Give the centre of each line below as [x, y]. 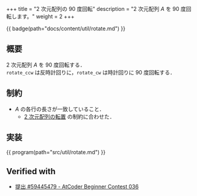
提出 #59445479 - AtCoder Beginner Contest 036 [77, 187]
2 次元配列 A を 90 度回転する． [46, 65]
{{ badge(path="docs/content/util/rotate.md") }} [66, 28]
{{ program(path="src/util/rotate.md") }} [56, 152]
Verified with [31, 171]
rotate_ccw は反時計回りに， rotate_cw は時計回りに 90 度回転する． [91, 72]
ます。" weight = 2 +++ [45, 16]
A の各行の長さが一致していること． [60, 109]
